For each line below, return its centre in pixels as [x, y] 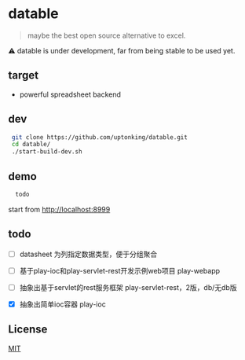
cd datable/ [31, 145]
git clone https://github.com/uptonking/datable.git [100, 137]
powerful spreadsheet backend [70, 94]
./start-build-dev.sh [47, 152]
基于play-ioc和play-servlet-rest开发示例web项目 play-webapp [120, 270]
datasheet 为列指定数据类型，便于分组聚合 [88, 254]
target [24, 75]
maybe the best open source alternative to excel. [106, 35]
